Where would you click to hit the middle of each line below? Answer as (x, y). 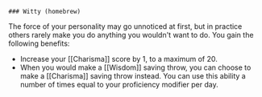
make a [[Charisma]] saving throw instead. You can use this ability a (133, 76)
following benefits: (39, 43)
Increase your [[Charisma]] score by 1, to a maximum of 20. (119, 59)
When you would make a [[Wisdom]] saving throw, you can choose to (135, 67)
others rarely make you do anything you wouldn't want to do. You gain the (131, 35)
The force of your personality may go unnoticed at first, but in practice (125, 26)
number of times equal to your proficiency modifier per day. (119, 85)
